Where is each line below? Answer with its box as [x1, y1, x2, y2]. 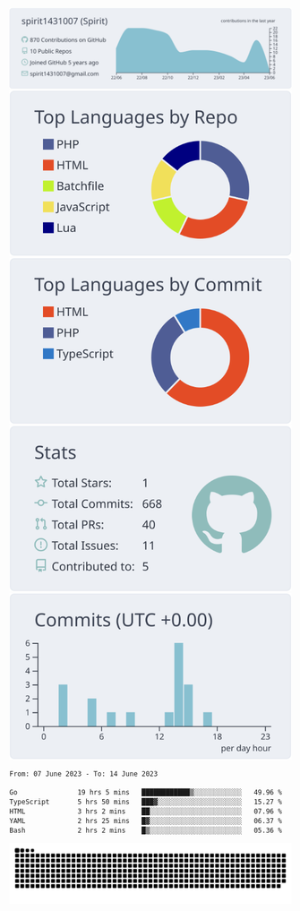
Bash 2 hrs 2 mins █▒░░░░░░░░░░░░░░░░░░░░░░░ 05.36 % [9, 826, 282, 835]
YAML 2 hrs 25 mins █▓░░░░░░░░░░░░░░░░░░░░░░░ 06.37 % [9, 816, 282, 825]
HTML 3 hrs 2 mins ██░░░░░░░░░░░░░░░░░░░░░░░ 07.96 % [9, 807, 282, 816]
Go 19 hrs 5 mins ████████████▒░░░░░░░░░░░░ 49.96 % [9, 788, 282, 797]
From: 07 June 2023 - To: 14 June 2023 [9, 769, 159, 778]
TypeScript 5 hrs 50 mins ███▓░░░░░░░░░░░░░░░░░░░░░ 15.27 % [9, 797, 282, 807]
